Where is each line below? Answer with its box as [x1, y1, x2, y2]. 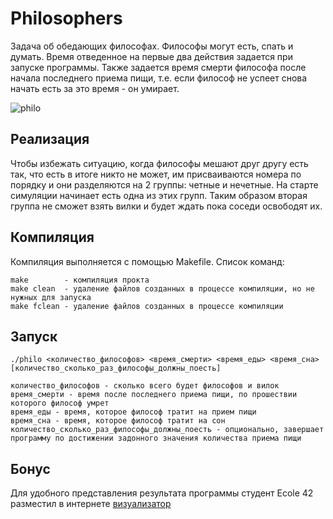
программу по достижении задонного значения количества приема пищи [10, 433, 302, 444]
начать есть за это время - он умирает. [10, 82, 180, 94]
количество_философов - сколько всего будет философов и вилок [10, 381, 280, 391]
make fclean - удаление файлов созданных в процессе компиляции [10, 301, 284, 311]
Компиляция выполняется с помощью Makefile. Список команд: [10, 255, 285, 267]
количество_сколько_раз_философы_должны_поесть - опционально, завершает [10, 425, 325, 435]
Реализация [10, 131, 90, 148]
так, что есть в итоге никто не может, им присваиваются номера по [10, 168, 302, 180]
